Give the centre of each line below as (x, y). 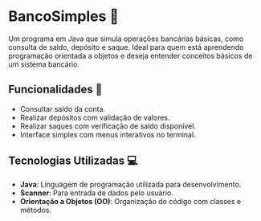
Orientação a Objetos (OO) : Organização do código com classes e (130, 201)
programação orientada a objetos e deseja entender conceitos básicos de (130, 55)
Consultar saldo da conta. (63, 108)
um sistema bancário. (44, 64)
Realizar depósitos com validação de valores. (95, 117)
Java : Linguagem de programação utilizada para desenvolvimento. (130, 184)
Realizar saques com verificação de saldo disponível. (108, 126)
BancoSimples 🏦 (63, 16)
